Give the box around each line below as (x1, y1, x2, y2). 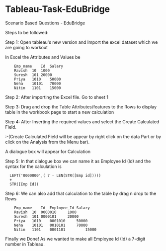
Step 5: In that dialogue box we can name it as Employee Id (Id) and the (5, 158, 151, 164)
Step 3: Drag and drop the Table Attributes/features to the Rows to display (5, 103, 157, 110)
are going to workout (5, 44, 48, 50)
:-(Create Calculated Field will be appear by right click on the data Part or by (5, 133, 162, 140)
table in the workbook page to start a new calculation (5, 109, 114, 115)
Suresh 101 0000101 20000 (14, 214, 79, 219)
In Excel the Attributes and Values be (5, 54, 81, 60)
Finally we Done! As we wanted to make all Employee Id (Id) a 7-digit (5, 236, 146, 242)
